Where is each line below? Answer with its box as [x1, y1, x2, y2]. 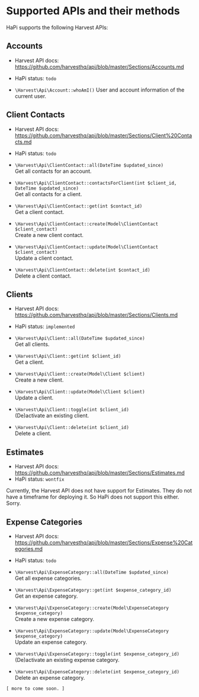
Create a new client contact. [14, 231, 84, 238]
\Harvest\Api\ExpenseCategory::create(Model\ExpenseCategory [14, 605, 169, 611]
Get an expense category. [14, 592, 78, 600]
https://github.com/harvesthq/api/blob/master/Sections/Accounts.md [14, 63, 184, 70]
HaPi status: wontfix [14, 475, 65, 482]
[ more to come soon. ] [6, 686, 65, 692]
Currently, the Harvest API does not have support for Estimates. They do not [6, 487, 192, 494]
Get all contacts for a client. [14, 190, 82, 197]
